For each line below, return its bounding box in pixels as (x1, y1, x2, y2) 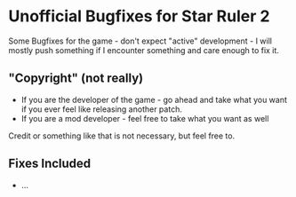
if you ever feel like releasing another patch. (20, 104, 183, 114)
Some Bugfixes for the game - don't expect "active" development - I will (8, 35, 273, 46)
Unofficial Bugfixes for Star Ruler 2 (8, 6, 270, 27)
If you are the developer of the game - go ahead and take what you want (20, 94, 288, 105)
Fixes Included (8, 156, 92, 171)
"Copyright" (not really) (8, 71, 144, 86)
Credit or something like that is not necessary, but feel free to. (8, 130, 236, 141)
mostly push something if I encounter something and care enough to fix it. (8, 44, 279, 55)
